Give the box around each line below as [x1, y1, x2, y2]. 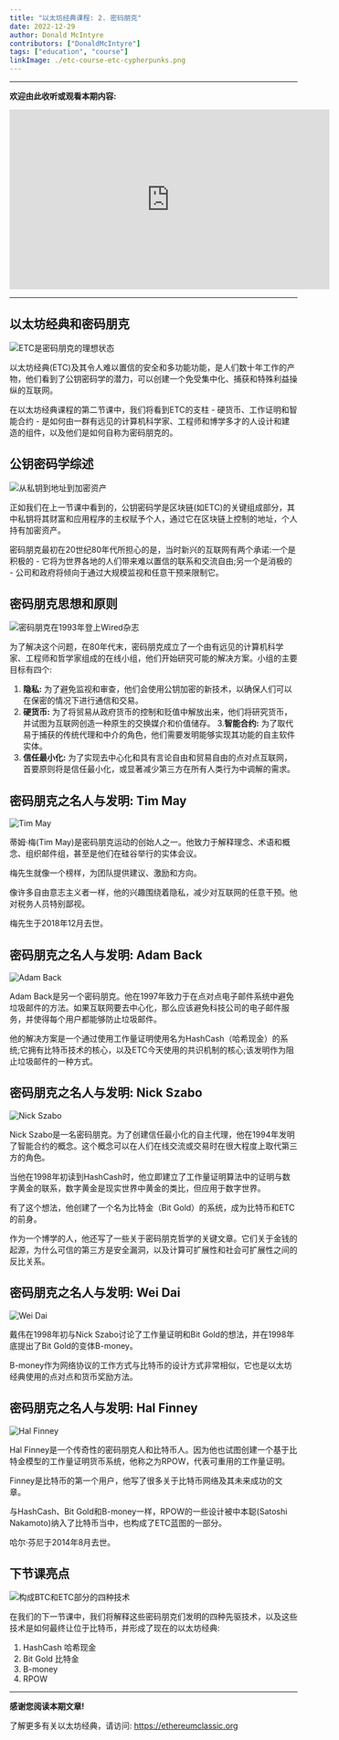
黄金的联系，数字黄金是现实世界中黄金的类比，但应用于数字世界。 [16, 1183, 266, 1194]
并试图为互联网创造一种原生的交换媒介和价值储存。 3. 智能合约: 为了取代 [22, 718, 294, 729]
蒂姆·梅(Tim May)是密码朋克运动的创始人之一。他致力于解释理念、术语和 [9, 837, 283, 848]
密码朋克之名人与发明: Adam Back [9, 947, 203, 962]
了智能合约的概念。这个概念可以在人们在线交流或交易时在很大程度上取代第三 [9, 1140, 298, 1151]
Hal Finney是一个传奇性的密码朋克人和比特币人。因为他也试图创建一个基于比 [9, 1444, 298, 1455]
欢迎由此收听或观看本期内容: [9, 90, 117, 101]
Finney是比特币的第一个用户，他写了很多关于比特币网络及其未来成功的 [9, 1475, 275, 1486]
